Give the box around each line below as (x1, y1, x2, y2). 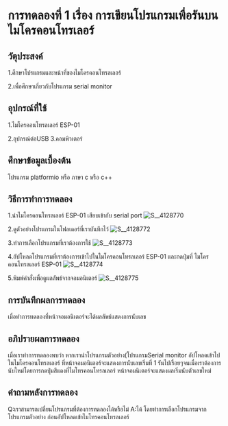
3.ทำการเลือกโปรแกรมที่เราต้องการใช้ (8, 239, 91, 247)
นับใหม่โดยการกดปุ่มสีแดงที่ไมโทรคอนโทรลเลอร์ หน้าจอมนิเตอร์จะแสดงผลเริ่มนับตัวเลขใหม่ (8, 366, 212, 375)
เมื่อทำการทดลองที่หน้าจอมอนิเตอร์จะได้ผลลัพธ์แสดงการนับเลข (8, 313, 147, 321)
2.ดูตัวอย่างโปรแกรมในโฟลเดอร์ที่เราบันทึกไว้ (8, 225, 109, 233)
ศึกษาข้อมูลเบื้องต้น (8, 155, 71, 167)
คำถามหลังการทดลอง (8, 387, 78, 399)
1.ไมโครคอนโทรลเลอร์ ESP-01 (8, 121, 81, 129)
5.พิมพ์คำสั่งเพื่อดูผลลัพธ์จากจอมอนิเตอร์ (8, 274, 98, 282)
